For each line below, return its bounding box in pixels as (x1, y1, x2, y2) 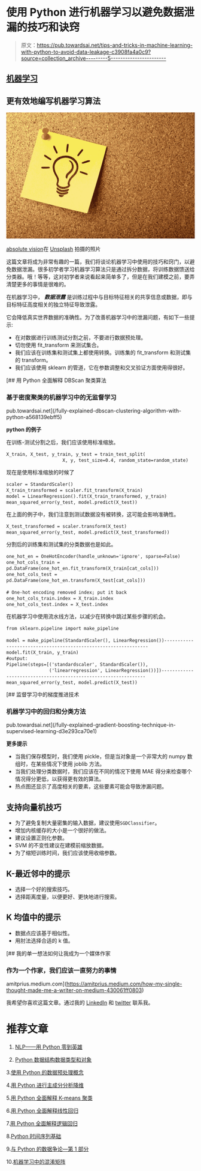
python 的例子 (6, 426, 42, 433)
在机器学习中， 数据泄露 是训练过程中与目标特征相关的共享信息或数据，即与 (6, 293, 193, 300)
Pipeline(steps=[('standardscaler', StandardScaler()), (6, 662, 148, 668)
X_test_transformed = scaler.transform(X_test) (6, 524, 127, 530)
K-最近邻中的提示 (6, 868, 71, 879)
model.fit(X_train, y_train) (6, 650, 79, 656)
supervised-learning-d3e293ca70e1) (6, 728, 97, 735)
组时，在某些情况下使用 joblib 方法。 (14, 760, 105, 767)
